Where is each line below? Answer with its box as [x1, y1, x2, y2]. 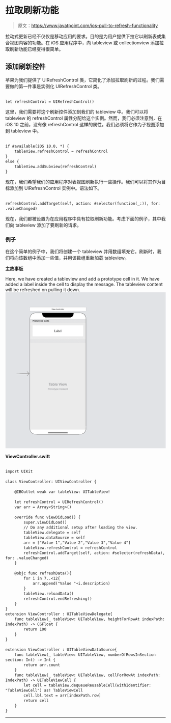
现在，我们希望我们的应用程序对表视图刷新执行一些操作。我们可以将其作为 [5, 179, 161, 185]
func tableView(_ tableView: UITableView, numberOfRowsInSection [14, 652, 156, 657]
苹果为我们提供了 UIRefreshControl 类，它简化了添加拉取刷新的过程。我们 [5, 77, 160, 83]
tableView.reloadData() [23, 591, 74, 596]
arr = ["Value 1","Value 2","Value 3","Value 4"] [23, 540, 131, 545]
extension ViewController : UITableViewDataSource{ [5, 647, 117, 652]
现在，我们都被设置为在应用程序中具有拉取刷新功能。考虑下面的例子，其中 [5, 215, 161, 221]
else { [5, 159, 19, 164]
